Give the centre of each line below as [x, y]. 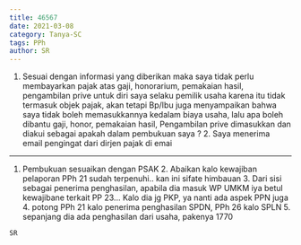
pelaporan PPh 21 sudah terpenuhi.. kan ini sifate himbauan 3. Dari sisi [152, 179]
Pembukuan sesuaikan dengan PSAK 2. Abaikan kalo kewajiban [140, 169]
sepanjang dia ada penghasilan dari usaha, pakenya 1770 [128, 217]
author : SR [30, 51]
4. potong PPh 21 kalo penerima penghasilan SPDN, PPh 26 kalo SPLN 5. [156, 207]
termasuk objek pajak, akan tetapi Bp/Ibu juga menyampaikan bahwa [150, 105]
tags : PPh [28, 43]
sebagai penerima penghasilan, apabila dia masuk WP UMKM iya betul [153, 188]
